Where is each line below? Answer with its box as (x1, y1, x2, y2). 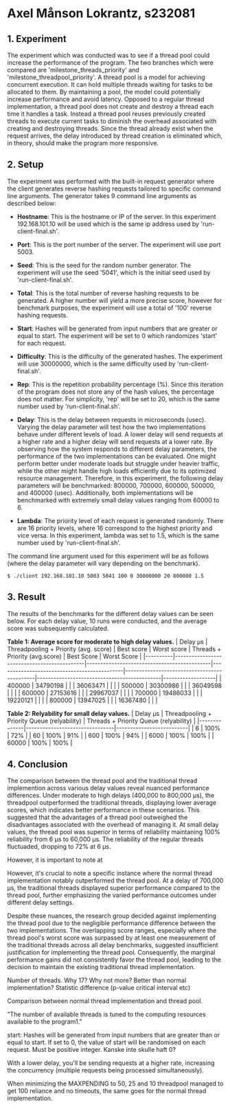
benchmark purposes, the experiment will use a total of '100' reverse (16, 304, 212, 312)
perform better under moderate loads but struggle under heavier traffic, (16, 459, 220, 467)
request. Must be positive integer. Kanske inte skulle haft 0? (7, 1046, 176, 1054)
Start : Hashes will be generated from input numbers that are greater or (16, 324, 218, 332)
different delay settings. (7, 898, 74, 907)
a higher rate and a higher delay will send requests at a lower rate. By (16, 437, 214, 445)
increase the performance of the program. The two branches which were (7, 59, 214, 67)
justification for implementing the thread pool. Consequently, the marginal (7, 949, 216, 957)
